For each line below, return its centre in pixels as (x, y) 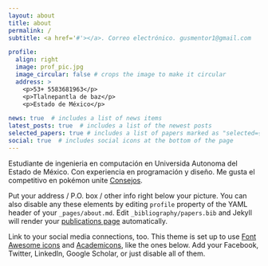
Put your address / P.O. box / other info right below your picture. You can (128, 195)
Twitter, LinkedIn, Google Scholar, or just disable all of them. (107, 253)
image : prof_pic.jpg (49, 67)
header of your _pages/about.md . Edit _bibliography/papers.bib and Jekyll (130, 213)
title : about (30, 23)
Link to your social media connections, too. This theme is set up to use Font (132, 237)
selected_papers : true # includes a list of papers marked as (114, 133)
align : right (37, 60)
